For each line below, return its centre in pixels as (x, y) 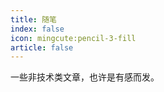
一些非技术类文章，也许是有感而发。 (85, 77)
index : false (37, 29)
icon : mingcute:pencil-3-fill (73, 38)
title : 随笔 (33, 19)
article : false (42, 47)
